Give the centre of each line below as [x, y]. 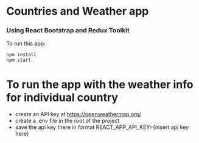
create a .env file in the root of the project [67, 121]
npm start [19, 60]
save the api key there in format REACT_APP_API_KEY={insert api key [102, 127]
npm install [21, 55]
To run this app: [26, 43]
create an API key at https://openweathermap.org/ [78, 114]
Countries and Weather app [78, 11]
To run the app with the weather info [100, 84]
